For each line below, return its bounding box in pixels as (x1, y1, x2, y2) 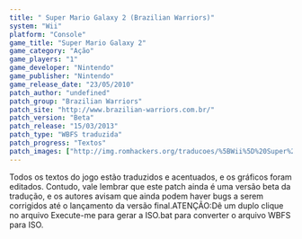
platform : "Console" (9, 30, 87, 39)
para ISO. (9, 219, 44, 230)
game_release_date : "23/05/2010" (9, 80, 135, 89)
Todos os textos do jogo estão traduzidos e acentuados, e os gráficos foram (9, 172, 292, 182)
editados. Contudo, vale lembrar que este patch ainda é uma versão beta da (9, 181, 291, 191)
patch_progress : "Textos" (9, 138, 106, 147)
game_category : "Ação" (9, 47, 94, 56)
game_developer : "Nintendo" (9, 64, 115, 73)
